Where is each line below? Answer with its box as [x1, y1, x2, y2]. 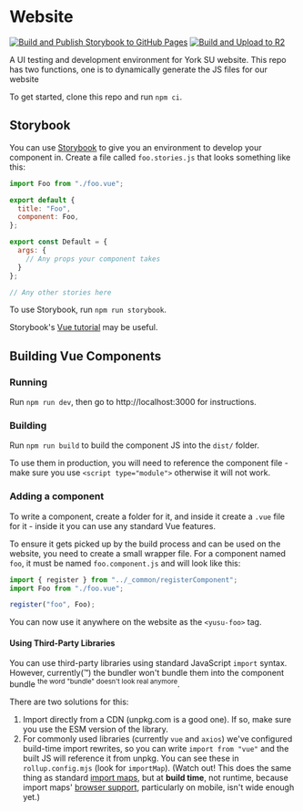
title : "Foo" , [17, 203, 71, 213]
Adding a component [9, 490, 105, 503]
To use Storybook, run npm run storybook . [9, 304, 167, 316]
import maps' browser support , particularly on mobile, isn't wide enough [22, 782, 295, 793]
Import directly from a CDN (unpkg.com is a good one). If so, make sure [22, 714, 292, 725]
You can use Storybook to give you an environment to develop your [9, 141, 262, 152]
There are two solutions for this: [9, 696, 129, 708]
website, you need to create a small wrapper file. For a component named [9, 547, 287, 558]
